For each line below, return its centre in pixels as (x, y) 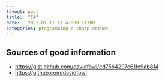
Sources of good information (61, 52)
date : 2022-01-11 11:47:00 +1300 (51, 23)
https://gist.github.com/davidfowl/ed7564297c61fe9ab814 (87, 67)
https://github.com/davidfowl (51, 73)
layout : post (22, 12)
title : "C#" (22, 17)
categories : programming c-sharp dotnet (58, 28)
